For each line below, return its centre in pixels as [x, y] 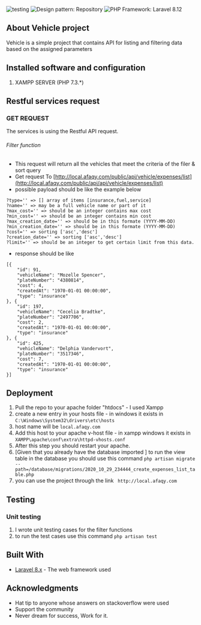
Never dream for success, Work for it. [61, 615]
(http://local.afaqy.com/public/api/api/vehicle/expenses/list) [89, 183]
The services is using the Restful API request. [62, 131]
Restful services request [53, 101]
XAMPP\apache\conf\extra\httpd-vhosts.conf [70, 440]
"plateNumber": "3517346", [51, 354]
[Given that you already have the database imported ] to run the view [100, 452]
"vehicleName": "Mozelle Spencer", [61, 275]
